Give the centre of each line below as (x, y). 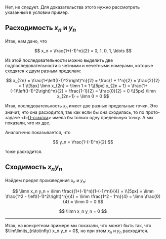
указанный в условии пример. (37, 12)
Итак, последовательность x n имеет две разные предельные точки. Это (82, 106)
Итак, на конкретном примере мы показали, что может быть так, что (78, 225)
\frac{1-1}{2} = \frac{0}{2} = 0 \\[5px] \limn (112, 91)
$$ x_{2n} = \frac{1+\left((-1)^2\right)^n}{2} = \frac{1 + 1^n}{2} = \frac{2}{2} (83, 80)
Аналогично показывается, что (38, 132)
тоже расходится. (24, 151)
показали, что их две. (28, 123)
